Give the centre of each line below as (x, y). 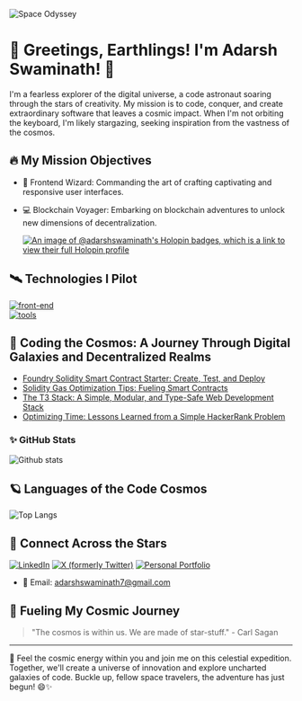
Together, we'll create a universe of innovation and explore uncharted (138, 668)
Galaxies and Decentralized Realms (110, 356)
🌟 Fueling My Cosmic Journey (95, 611)
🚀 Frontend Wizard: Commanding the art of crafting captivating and (147, 182)
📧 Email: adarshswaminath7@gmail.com (96, 582)
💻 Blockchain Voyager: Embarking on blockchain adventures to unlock (154, 209)
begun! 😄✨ (31, 687)
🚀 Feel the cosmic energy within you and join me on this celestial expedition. (151, 658)
